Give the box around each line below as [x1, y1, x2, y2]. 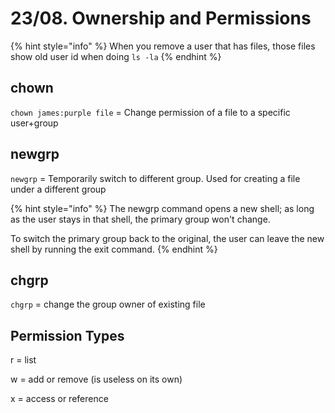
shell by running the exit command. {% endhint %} [10, 243, 218, 255]
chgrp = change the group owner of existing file [10, 298, 206, 311]
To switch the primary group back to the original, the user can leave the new [10, 232, 325, 244]
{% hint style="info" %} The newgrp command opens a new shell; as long [10, 202, 315, 214]
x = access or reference [10, 393, 109, 405]
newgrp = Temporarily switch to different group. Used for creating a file [10, 172, 301, 184]
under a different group [10, 183, 107, 195]
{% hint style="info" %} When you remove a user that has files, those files [10, 40, 316, 52]
